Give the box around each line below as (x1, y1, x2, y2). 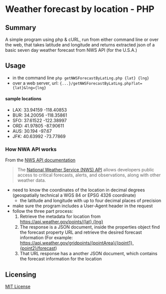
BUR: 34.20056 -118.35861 (12, 112, 67, 118)
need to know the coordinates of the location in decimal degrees (12, 187, 146, 193)
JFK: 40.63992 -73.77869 (12, 134, 66, 140)
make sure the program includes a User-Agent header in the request (12, 203, 153, 209)
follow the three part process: (12, 208, 73, 214)
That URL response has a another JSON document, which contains (19, 251, 158, 257)
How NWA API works (5, 146, 57, 152)
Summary (5, 23, 36, 32)
